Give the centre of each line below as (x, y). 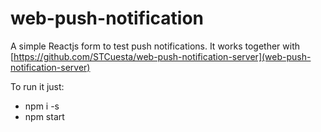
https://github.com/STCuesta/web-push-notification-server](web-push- (162, 56)
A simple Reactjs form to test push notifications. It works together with (155, 46)
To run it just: (37, 86)
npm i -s (42, 106)
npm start (44, 116)
